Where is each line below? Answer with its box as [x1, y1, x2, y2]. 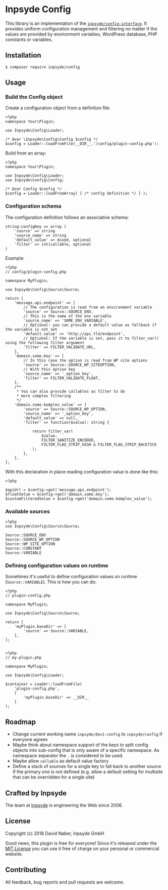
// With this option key [23, 367, 76, 372]
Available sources [5, 508, 50, 515]
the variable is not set [5, 327, 58, 332]
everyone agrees [12, 737, 48, 743]
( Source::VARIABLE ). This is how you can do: [5, 579, 97, 585]
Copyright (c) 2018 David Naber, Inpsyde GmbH [5, 830, 104, 836]
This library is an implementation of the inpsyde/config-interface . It [5, 20, 147, 26]
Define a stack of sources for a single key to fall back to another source [12, 763, 161, 770]
